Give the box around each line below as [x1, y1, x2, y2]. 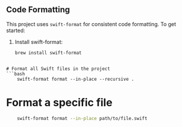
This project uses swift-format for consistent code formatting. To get [6, 20, 177, 27]
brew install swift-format [14, 50, 82, 56]
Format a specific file [6, 96, 113, 109]
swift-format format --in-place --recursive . [17, 76, 134, 82]
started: [6, 27, 26, 34]
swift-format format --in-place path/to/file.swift [17, 115, 148, 121]
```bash [6, 71, 26, 77]
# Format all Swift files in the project [6, 65, 111, 72]
